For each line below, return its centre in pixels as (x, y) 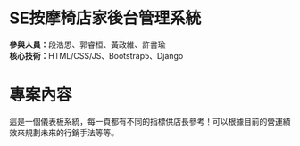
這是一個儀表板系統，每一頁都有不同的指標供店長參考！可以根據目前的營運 (146, 121)
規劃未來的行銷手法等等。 (71, 132)
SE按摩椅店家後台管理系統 (105, 18)
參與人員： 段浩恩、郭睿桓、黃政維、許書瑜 (87, 45)
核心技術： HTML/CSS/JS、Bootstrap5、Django (96, 55)
